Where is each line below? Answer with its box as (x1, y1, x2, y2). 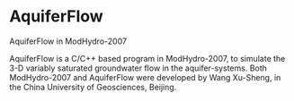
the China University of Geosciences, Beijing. (9, 81, 177, 92)
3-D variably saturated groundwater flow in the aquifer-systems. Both (9, 63, 268, 73)
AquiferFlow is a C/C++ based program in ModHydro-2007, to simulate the (9, 53, 286, 63)
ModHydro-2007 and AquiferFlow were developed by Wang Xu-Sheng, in (9, 72, 281, 82)
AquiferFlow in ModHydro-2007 (9, 36, 128, 46)
